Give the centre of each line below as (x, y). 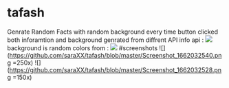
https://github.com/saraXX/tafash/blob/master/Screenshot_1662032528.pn (116, 69)
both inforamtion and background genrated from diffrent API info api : (106, 40)
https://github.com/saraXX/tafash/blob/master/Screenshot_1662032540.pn (116, 55)
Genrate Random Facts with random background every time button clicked (113, 32)
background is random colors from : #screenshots (83, 48)
